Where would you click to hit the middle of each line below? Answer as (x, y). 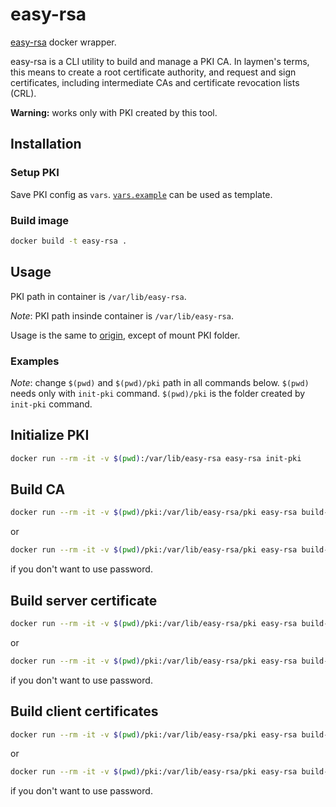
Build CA (38, 489)
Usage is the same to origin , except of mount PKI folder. (125, 335)
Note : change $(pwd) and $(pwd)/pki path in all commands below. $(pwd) (160, 382)
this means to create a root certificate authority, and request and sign (153, 72)
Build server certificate (84, 600)
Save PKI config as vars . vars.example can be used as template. (141, 194)
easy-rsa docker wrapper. (63, 42)
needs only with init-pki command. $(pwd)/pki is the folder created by (158, 393)
